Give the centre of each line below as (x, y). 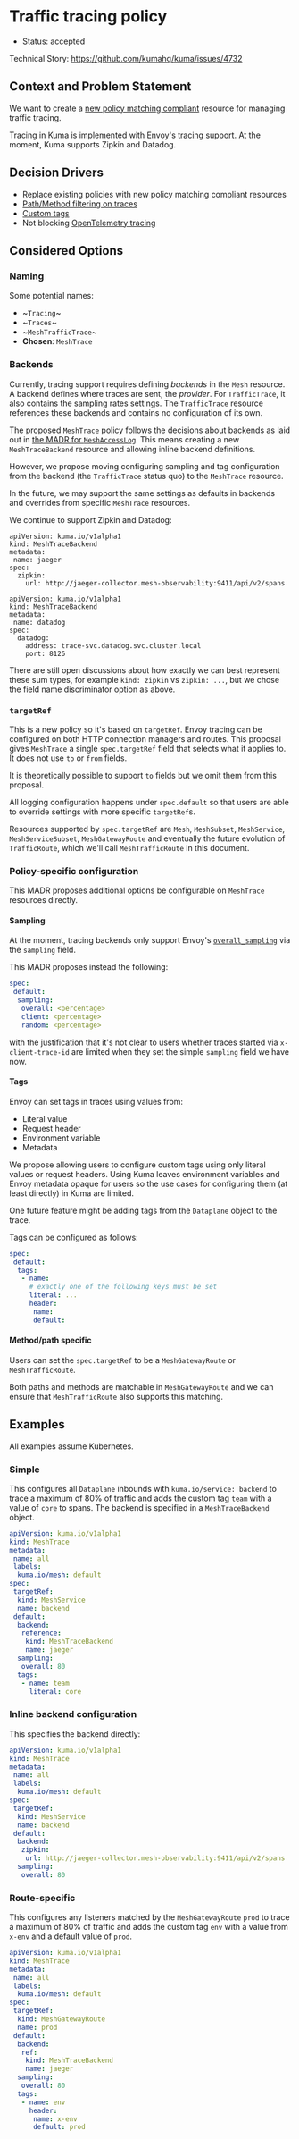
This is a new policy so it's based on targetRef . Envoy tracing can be (136, 729)
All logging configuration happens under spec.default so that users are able (149, 802)
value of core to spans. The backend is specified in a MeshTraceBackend (139, 1507)
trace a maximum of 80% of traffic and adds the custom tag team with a (141, 1498)
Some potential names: (51, 296)
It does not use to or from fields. (68, 758)
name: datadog (39, 622)
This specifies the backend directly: (75, 1734)
